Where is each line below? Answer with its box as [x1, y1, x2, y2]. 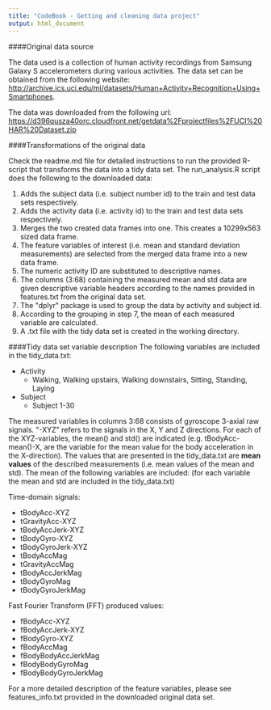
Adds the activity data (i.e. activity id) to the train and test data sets [19, 205, 244, 215]
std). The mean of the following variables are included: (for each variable [8, 467, 251, 477]
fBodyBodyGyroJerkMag [19, 668, 103, 678]
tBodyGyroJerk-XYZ [19, 542, 88, 552]
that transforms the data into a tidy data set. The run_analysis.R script [29, 164, 261, 174]
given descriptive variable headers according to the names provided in [19, 283, 256, 293]
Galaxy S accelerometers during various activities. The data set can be [8, 66, 244, 75]
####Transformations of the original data [8, 140, 146, 150]
